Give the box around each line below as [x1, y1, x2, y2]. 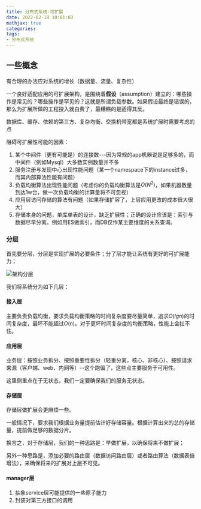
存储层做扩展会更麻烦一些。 [6, 406, 75, 414]
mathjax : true [6, 20, 42, 26]
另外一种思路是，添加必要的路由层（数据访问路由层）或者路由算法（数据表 [6, 452, 190, 459]
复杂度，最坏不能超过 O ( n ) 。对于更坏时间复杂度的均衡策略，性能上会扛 [11, 319, 185, 327]
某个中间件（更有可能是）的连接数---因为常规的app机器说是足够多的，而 [14, 151, 194, 158]
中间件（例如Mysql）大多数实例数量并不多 [14, 158, 120, 166]
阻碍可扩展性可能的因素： [6, 138, 69, 145]
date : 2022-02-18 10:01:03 [6, 14, 74, 20]
